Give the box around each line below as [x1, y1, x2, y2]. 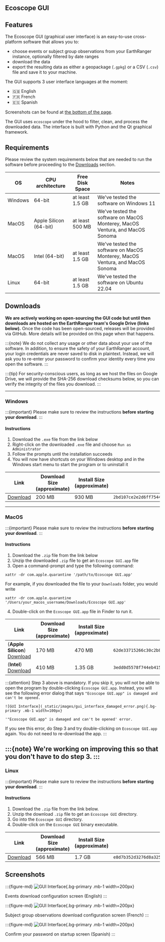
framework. [5, 129, 28, 135]
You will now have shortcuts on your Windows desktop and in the [12, 456, 145, 462]
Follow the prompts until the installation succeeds [12, 451, 113, 457]
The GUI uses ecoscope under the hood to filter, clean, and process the [5, 119, 148, 125]
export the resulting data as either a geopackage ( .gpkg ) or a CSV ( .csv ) [12, 64, 159, 70]
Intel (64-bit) [33, 253, 65, 260]
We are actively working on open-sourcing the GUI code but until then [5, 315, 151, 321]
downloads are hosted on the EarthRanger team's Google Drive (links [5, 320, 149, 326]
